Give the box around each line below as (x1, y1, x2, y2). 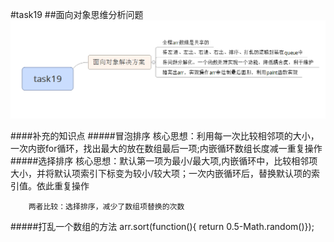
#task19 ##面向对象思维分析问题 (10, 9, 144, 20)
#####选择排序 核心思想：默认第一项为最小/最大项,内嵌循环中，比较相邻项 (10, 155, 318, 167)
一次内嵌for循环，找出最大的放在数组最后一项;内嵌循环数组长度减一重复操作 (10, 143, 323, 154)
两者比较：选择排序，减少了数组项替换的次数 (28, 202, 185, 212)
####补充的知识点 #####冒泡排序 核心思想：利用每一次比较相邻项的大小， (10, 130, 320, 142)
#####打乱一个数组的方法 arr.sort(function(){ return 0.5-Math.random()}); (10, 221, 315, 232)
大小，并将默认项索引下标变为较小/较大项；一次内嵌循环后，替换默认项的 (10, 168, 312, 179)
